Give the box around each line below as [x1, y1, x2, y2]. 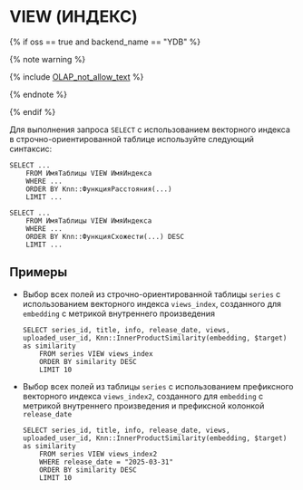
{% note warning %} [9, 53, 86, 64]
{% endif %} [9, 106, 56, 117]
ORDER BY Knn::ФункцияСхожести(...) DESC [25, 232, 184, 241]
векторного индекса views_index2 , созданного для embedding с [22, 390, 264, 401]
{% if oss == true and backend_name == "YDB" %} [9, 36, 201, 47]
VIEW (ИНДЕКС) [9, 6, 138, 27]
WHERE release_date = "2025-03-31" [39, 457, 174, 466]
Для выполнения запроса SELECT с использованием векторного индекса [9, 124, 290, 135]
